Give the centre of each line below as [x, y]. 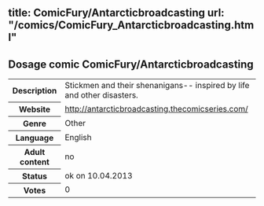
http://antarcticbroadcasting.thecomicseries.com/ [157, 109]
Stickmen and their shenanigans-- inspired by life [157, 86]
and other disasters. [102, 95]
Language [35, 138]
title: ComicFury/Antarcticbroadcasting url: [117, 13]
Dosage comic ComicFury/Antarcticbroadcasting [131, 64]
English [78, 137]
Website [35, 109]
